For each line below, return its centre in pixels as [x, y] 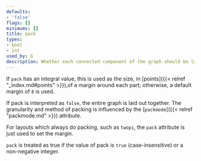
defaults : [19, 12]
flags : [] [19, 23]
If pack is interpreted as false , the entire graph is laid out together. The [94, 103]
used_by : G [20, 56]
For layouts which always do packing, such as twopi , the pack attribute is [96, 127]
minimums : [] [22, 28]
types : [14, 39]
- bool [14, 45]
